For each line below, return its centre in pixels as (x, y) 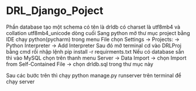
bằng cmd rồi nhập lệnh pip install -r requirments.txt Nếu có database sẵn (95, 51)
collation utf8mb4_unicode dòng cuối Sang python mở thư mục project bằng (98, 33)
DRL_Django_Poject (55, 11)
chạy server (20, 81)
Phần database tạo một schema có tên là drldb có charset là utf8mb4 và (93, 27)
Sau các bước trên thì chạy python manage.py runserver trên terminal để (94, 75)
